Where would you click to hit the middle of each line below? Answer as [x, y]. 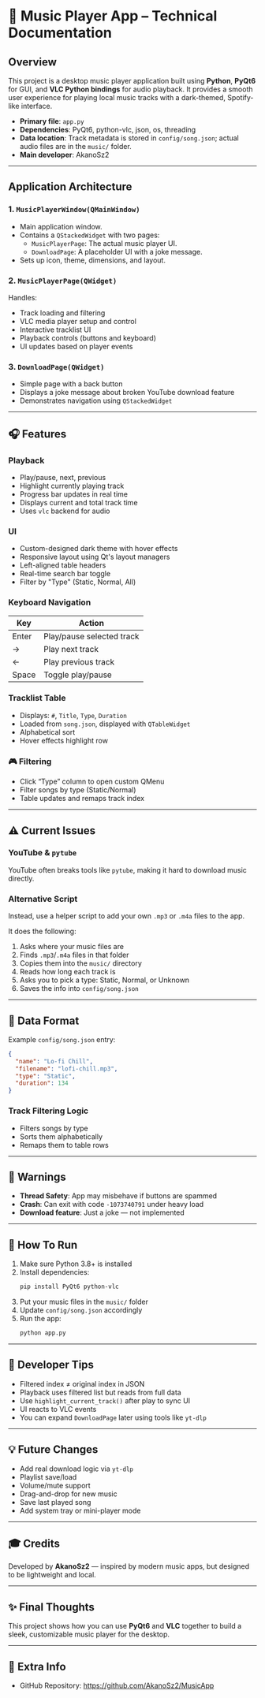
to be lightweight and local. [52, 1575]
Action [91, 623]
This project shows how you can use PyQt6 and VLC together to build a [125, 1626]
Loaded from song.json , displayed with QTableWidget [105, 724]
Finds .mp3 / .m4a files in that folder [74, 955]
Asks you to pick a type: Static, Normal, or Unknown [105, 980]
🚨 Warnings [37, 1177]
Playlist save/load [48, 1476]
